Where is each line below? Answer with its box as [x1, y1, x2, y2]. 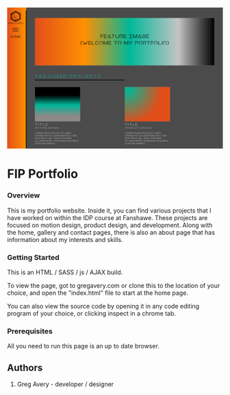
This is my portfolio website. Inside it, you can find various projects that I [7, 206, 212, 215]
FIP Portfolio [7, 166, 79, 182]
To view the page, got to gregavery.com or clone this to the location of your [7, 282, 220, 290]
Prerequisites [7, 326, 53, 336]
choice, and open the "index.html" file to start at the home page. [7, 289, 188, 297]
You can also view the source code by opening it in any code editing [7, 302, 200, 311]
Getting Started [7, 252, 60, 262]
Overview [7, 191, 40, 200]
